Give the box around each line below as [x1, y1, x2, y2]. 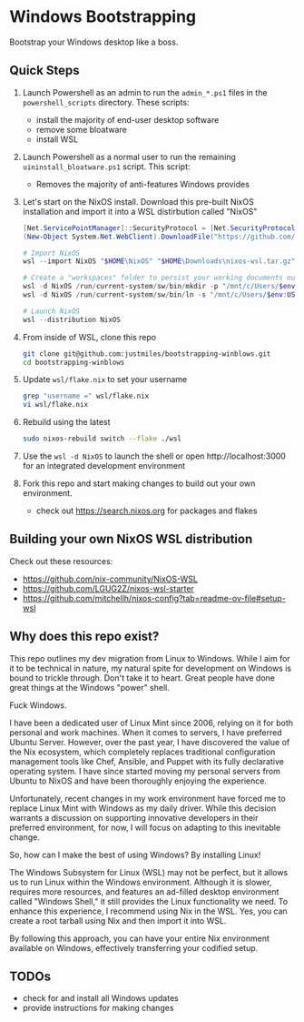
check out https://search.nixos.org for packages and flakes [35, 505, 258, 516]
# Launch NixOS [22, 307, 81, 316]
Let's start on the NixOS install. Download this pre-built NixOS [22, 196, 254, 207]
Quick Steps [9, 63, 80, 78]
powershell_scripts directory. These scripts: [22, 96, 190, 107]
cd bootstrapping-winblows [22, 358, 125, 367]
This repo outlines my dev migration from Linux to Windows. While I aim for [9, 653, 290, 663]
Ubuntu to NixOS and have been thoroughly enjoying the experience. [9, 775, 268, 786]
